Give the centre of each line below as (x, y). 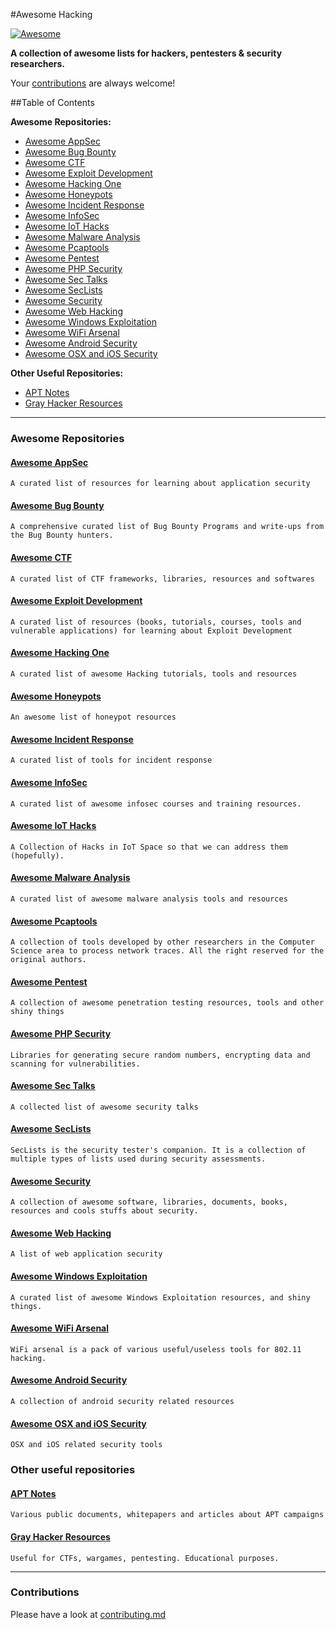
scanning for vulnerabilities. (75, 1064)
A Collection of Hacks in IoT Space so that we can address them (149, 847)
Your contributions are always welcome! (93, 83)
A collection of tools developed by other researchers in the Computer (162, 942)
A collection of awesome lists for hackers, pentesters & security (146, 53)
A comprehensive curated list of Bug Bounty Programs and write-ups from (167, 527)
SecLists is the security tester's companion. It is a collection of (158, 1150)
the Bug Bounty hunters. (62, 535)
